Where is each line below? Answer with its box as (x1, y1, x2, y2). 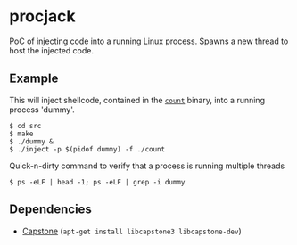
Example (9, 71, 59, 86)
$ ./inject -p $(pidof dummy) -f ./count (9, 144, 166, 153)
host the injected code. (9, 45, 95, 55)
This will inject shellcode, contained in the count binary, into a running (9, 94, 266, 105)
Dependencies (9, 202, 92, 217)
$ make (9, 129, 34, 138)
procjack (9, 6, 76, 27)
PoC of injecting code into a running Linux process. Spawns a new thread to (9, 36, 289, 46)
